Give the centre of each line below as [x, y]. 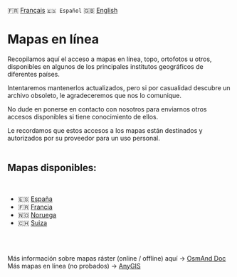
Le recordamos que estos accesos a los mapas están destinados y [105, 130]
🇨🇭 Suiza [32, 222]
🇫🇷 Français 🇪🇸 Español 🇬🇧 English [63, 10]
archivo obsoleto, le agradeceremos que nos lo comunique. [95, 95]
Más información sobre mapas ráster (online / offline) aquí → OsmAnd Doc [117, 258]
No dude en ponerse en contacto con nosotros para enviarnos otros [107, 109]
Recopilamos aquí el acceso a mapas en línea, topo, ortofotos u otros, [110, 59]
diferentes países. [34, 74]
